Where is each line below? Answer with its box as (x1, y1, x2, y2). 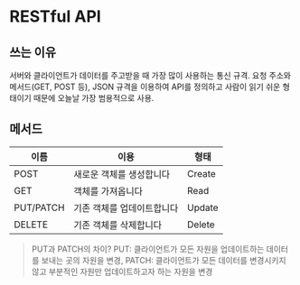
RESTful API (9, 6, 101, 27)
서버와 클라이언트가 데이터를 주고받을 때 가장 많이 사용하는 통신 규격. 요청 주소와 (9, 70, 292, 80)
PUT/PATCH (14, 201, 65, 214)
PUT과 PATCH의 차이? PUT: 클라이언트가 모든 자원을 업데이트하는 (31, 244, 265, 254)
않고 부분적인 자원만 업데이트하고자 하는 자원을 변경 (31, 266, 213, 277)
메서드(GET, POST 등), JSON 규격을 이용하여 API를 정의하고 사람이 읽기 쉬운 (9, 81, 281, 92)
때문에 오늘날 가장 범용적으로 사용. (33, 93, 155, 103)
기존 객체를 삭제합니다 (73, 218, 163, 231)
